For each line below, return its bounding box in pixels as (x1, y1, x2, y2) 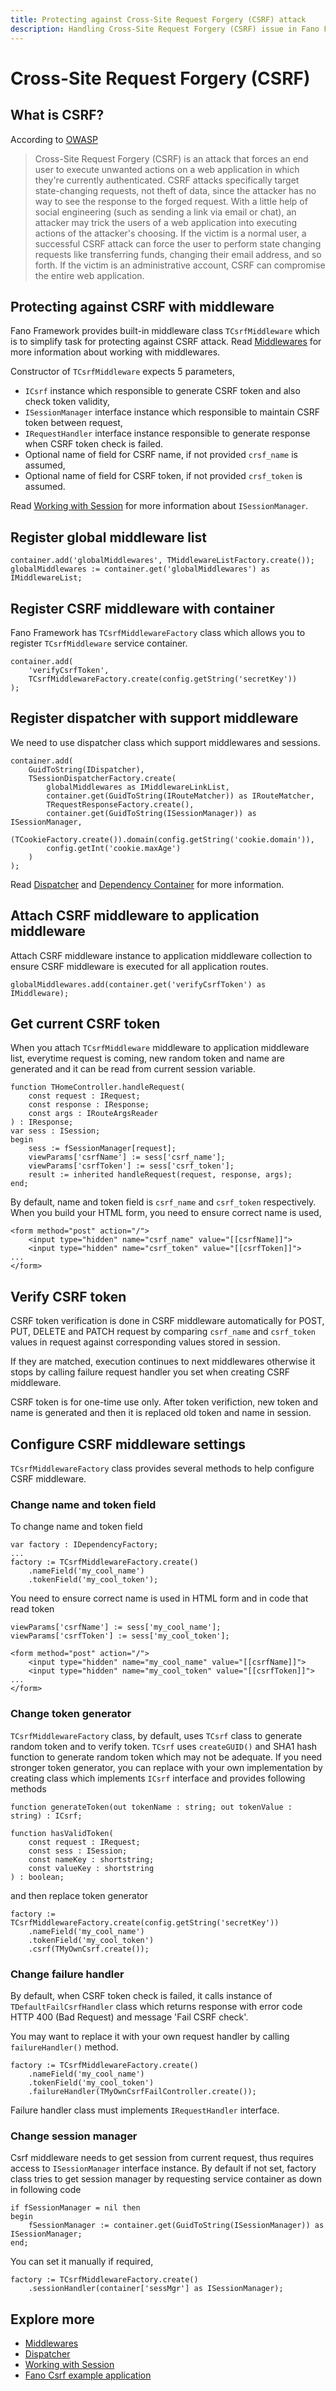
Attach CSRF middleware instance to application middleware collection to (10, 949, 313, 961)
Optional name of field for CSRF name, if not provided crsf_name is (24, 449, 298, 461)
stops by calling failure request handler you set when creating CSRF (10, 1366, 290, 1378)
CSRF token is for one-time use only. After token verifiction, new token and (10, 1396, 319, 1408)
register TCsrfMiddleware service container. (10, 637, 188, 649)
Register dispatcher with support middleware (10, 710, 299, 727)
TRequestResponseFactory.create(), (46, 799, 195, 810)
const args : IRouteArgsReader (28, 1109, 159, 1119)
